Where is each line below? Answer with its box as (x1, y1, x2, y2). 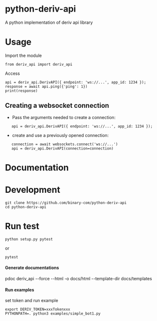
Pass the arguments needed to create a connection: (12, 114, 116, 120)
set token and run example (5, 298, 58, 304)
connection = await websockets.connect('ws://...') (11, 142, 118, 147)
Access (5, 70, 20, 76)
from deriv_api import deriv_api (5, 62, 73, 67)
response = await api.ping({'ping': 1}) (5, 84, 88, 89)
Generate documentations (5, 265, 59, 270)
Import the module (5, 52, 42, 58)
